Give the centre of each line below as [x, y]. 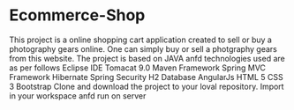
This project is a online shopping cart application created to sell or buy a [140, 40]
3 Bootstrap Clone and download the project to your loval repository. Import [147, 86]
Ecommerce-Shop [77, 15]
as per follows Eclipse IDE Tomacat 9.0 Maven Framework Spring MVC [138, 68]
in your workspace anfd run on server [78, 95]
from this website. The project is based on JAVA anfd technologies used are [147, 58]
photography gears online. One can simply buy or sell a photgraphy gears [143, 48]
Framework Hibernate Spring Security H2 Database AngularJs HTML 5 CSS [147, 77]
